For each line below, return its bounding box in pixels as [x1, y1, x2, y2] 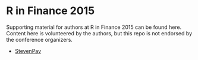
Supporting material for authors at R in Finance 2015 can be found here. [6, 24, 182, 31]
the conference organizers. [6, 36, 73, 43]
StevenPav [14, 47, 42, 54]
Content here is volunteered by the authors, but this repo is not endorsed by [6, 29, 192, 36]
